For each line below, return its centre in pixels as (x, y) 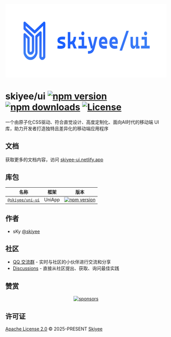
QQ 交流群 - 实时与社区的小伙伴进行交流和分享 (62, 262)
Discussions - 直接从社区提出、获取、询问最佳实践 (66, 268)
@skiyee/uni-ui (24, 200)
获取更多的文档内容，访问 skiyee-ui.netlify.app (54, 160)
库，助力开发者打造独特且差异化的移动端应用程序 (57, 128)
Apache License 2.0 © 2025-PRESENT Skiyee (54, 329)
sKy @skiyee (26, 231)
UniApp (52, 200)
